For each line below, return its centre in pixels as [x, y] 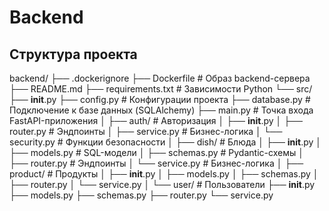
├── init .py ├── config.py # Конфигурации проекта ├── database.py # [160, 99]
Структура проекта [73, 54]
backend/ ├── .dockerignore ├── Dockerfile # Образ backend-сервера [160, 78]
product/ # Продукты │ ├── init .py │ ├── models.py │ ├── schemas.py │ [164, 174]
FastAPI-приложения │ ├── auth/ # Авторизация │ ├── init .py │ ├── [156, 120]
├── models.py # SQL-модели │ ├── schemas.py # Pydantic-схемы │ [156, 152]
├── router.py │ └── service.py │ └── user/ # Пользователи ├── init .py [162, 184]
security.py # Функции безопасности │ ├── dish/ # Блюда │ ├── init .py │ [165, 142]
